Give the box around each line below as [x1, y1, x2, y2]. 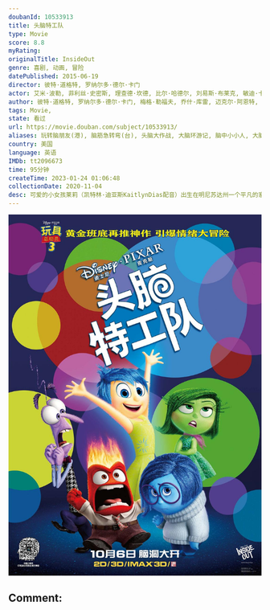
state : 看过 [8, 115, 46, 123]
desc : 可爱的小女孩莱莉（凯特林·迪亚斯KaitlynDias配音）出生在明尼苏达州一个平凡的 [8, 191, 259, 199]
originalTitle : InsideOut [8, 55, 95, 63]
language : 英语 [8, 149, 57, 157]
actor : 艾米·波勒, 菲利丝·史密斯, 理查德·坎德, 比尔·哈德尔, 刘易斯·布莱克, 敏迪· [8, 89, 259, 97]
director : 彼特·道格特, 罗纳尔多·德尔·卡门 [8, 80, 141, 88]
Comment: [8, 592, 63, 605]
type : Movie [8, 30, 48, 38]
